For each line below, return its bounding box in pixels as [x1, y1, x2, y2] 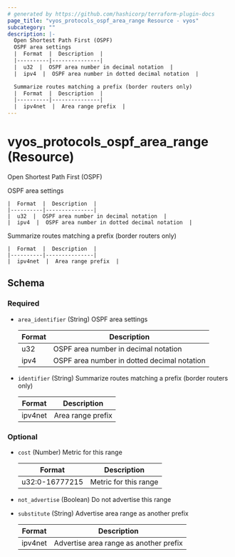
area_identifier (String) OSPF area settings [17, 315, 148, 323]
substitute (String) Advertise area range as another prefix [17, 508, 189, 518]
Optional [7, 431, 38, 441]
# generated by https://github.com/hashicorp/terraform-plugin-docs [7, 10, 215, 18]
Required [7, 298, 40, 308]
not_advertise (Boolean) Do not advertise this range [17, 495, 172, 503]
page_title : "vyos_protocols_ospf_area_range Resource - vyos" [7, 17, 199, 24]
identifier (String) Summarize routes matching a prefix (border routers [17, 373, 229, 382]
